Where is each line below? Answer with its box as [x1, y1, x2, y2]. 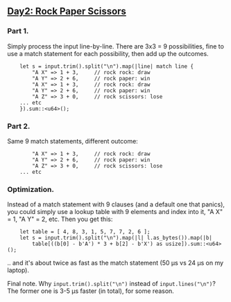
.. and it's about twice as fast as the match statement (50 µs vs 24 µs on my [7, 259, 224, 267]
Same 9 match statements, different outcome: [7, 136, 139, 145]
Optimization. [7, 184, 54, 194]
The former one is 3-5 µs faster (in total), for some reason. [7, 287, 175, 295]
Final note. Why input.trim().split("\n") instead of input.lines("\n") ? [7, 280, 216, 288]
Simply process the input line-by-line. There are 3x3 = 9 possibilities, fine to [7, 42, 224, 51]
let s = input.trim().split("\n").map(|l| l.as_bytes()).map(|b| [19, 235, 213, 242]
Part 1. [7, 26, 29, 36]
